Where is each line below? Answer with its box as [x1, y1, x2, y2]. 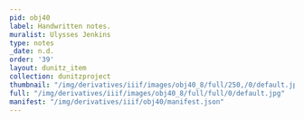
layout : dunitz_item [9, 64, 88, 73]
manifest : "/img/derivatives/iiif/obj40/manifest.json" [9, 97, 224, 106]
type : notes [9, 38, 54, 48]
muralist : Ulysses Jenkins [9, 30, 111, 39]
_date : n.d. [9, 47, 54, 56]
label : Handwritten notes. [9, 22, 111, 31]
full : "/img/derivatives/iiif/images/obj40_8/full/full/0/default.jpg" [9, 88, 285, 97]
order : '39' [9, 55, 54, 64]
